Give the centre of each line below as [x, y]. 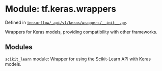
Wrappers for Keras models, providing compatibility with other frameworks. [81, 32]
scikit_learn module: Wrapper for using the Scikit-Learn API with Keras [78, 59]
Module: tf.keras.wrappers [61, 9]
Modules [19, 47]
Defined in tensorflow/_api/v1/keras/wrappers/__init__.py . [66, 22]
